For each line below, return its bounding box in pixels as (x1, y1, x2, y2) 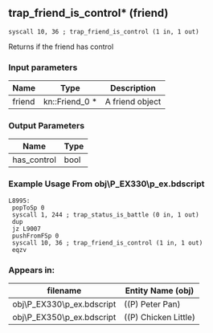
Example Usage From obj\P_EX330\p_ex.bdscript (8, 178, 205, 189)
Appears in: (8, 264, 55, 275)
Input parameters (8, 62, 78, 73)
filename (47, 285, 82, 296)
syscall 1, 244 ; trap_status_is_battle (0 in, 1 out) (11, 210, 199, 219)
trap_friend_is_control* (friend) (8, 6, 169, 20)
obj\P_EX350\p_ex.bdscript (12, 312, 117, 323)
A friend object (104, 96, 162, 108)
